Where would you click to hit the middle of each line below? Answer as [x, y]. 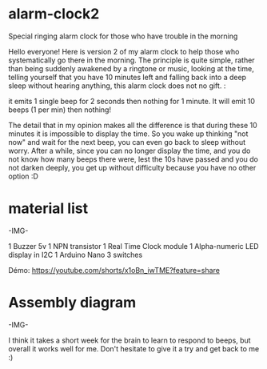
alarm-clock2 [54, 14]
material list [48, 209]
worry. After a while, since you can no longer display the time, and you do [130, 150]
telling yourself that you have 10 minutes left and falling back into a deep [127, 77]
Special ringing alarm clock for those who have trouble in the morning [123, 36]
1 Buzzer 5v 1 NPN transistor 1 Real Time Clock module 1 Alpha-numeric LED [133, 246]
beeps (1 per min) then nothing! [60, 110]
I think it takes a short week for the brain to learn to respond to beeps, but [130, 340]
